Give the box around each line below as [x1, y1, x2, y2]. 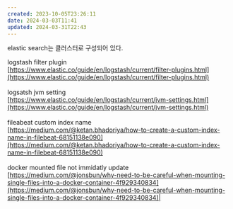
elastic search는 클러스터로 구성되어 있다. [7, 44, 124, 52]
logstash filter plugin [7, 58, 67, 67]
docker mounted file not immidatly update [7, 164, 129, 172]
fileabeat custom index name [7, 118, 92, 127]
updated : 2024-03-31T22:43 [7, 23, 87, 30]
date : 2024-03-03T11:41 [7, 17, 78, 24]
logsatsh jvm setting [7, 88, 66, 96]
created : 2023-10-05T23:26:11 [7, 10, 97, 18]
